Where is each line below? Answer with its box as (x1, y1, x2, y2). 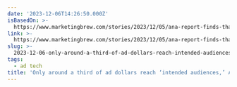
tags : (7, 56, 23, 63)
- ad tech (13, 62, 42, 69)
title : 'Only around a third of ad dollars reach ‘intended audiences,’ (7, 69, 226, 76)
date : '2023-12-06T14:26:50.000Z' (7, 10, 109, 18)
